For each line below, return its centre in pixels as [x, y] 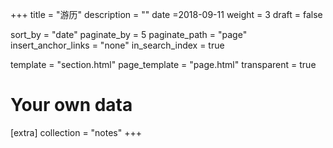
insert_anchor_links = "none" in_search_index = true [117, 45]
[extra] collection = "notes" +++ [76, 132]
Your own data [71, 105]
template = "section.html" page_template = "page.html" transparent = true [163, 64]
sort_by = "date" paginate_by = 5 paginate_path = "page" [129, 34]
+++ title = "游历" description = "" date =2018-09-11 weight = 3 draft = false [166, 14]
